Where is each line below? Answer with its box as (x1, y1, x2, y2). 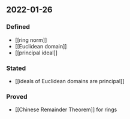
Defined (6, 23, 30, 31)
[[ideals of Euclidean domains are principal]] (14, 77, 125, 84)
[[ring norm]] (14, 36, 47, 44)
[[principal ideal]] (14, 49, 58, 56)
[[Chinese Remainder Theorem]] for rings (14, 106, 117, 113)
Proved (6, 92, 28, 100)
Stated (6, 64, 26, 72)
